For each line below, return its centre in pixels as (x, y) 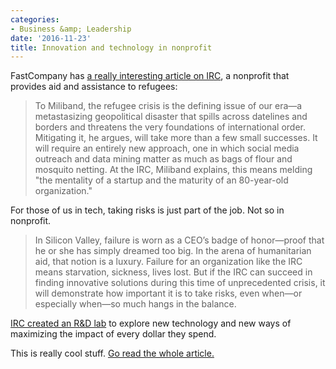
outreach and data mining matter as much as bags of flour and (163, 159)
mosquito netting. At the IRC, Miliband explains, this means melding (173, 170)
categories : (35, 19)
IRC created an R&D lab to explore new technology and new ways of (151, 323)
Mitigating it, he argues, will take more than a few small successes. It (176, 138)
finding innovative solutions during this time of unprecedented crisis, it (180, 283)
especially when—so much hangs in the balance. (135, 304)
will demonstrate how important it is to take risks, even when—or (168, 293)
